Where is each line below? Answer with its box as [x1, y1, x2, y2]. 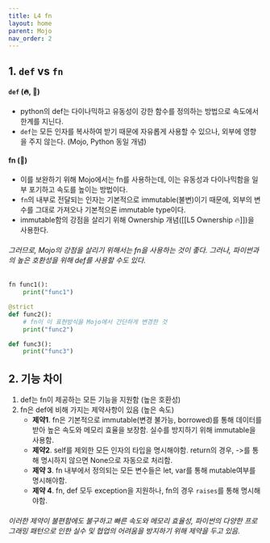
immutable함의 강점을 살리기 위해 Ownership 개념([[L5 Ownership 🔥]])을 [19, 215, 255, 225]
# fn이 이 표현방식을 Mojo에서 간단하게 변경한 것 [23, 318, 168, 326]
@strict [8, 303, 35, 311]
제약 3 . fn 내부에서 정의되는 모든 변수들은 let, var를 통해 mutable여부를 [31, 465, 256, 475]
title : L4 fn [8, 11, 52, 20]
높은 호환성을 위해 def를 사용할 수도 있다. [16, 255, 147, 265]
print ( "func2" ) [23, 325, 74, 334]
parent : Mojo [8, 27, 52, 35]
